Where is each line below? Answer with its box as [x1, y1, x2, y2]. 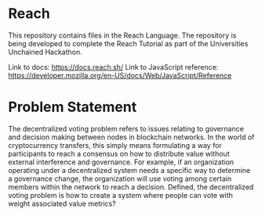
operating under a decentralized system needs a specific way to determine [8, 165, 251, 175]
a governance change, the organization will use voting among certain [8, 174, 232, 183]
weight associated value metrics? [8, 199, 116, 208]
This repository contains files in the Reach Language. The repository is [8, 31, 237, 40]
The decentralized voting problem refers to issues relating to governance [8, 124, 245, 133]
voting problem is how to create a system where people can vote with [8, 190, 234, 200]
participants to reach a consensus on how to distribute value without [8, 149, 230, 158]
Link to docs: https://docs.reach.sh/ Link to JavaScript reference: [8, 62, 219, 71]
